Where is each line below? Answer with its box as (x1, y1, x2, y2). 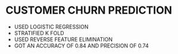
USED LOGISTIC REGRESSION (14, 23, 89, 30)
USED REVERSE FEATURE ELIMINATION (14, 36, 113, 43)
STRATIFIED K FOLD (14, 29, 64, 36)
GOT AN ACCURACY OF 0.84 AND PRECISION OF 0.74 (14, 42, 149, 49)
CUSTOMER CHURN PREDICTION (5, 4, 173, 17)
